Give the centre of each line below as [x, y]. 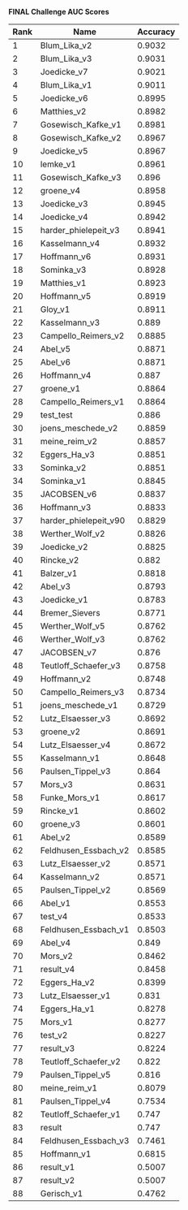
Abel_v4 [56, 943]
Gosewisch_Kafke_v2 [81, 138]
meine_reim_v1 [69, 1088]
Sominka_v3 [63, 270]
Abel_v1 [56, 903]
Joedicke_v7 [64, 72]
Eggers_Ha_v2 [68, 982]
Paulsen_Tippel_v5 [75, 1075]
